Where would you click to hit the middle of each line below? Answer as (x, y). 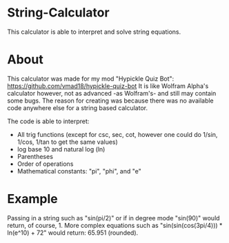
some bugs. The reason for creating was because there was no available (110, 101)
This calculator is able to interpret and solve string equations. (94, 32)
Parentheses (35, 156)
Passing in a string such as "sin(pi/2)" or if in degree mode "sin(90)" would (113, 218)
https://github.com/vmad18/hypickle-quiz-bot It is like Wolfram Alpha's (108, 86)
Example (32, 199)
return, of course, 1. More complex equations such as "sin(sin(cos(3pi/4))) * (115, 225)
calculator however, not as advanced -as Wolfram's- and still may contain (112, 93)
